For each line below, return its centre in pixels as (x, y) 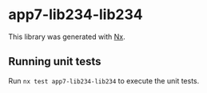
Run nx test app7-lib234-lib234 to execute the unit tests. (104, 80)
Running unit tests (55, 62)
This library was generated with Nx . (67, 37)
